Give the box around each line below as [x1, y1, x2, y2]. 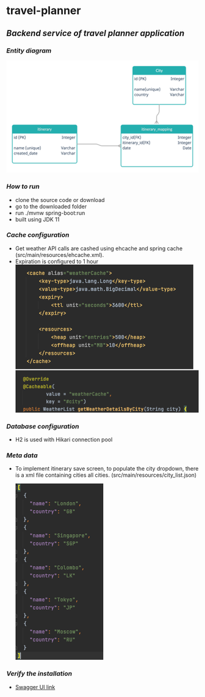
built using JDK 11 [15, 215, 60, 223]
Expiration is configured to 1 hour [15, 258, 99, 265]
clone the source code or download [15, 196, 105, 203]
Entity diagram [6, 46, 52, 55]
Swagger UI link [15, 683, 56, 690]
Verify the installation [6, 670, 73, 678]
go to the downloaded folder [15, 203, 87, 210]
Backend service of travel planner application [6, 28, 185, 38]
